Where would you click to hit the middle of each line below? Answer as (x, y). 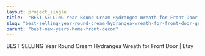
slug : (13, 23)
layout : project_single (37, 12)
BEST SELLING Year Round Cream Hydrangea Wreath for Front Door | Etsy (100, 46)
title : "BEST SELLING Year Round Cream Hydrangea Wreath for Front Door (102, 18)
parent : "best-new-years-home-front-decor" (63, 29)
